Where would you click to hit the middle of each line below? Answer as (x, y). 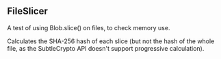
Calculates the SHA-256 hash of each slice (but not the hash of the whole (111, 41)
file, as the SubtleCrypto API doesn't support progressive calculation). (106, 48)
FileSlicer (27, 11)
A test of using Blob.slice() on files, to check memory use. (89, 27)
